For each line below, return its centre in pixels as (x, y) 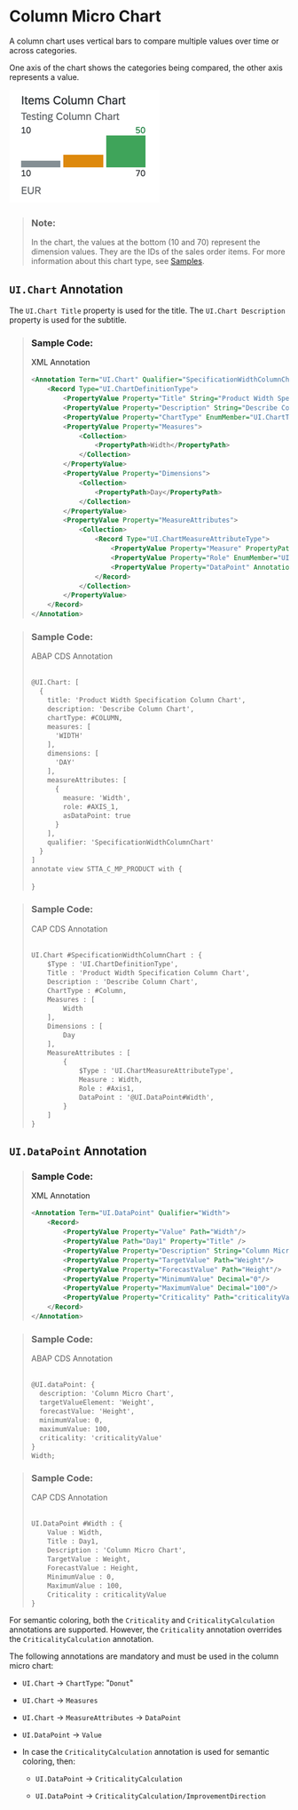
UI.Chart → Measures (60, 1701)
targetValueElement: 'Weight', (97, 1403)
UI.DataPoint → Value (62, 1734)
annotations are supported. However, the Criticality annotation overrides (145, 1630)
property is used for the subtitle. (68, 320)
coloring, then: (48, 1761)
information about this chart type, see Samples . (118, 261)
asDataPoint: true (97, 816)
